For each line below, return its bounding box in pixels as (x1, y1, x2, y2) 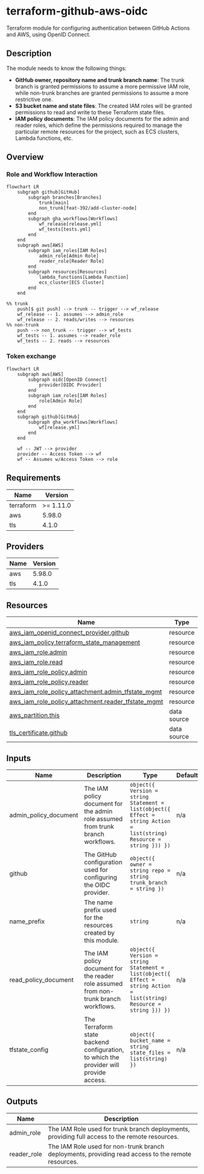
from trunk (84, 822, 114, 830)
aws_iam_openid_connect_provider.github (9, 629, 129, 637)
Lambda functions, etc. (15, 134, 73, 142)
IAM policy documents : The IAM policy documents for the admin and (15, 115, 189, 122)
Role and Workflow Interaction (6, 170, 98, 179)
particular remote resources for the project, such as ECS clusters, (15, 128, 180, 135)
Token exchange (6, 352, 56, 361)
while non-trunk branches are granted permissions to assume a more (15, 89, 189, 97)
